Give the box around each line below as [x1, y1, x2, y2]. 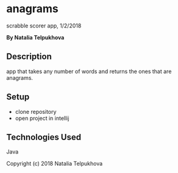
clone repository [15, 108, 57, 115]
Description [6, 51, 52, 62]
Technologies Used [6, 132, 81, 142]
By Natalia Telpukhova [6, 34, 65, 41]
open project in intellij [15, 115, 69, 122]
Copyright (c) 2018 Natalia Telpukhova [6, 160, 103, 168]
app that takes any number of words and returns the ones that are [6, 68, 172, 75]
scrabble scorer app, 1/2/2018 [6, 22, 82, 29]
